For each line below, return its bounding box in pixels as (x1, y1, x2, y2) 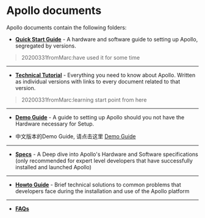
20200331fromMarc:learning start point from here (21, 96, 147, 104)
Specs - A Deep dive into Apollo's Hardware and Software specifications (15, 150, 198, 158)
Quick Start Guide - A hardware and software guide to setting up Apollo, (15, 35, 198, 43)
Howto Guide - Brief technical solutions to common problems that (15, 181, 181, 188)
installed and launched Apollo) (15, 163, 92, 171)
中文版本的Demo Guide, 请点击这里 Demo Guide (15, 132, 136, 140)
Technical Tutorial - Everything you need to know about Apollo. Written (15, 71, 196, 79)
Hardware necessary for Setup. (15, 120, 95, 127)
